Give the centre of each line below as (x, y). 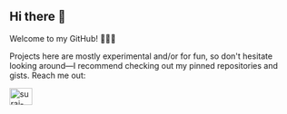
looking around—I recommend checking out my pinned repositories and (144, 65)
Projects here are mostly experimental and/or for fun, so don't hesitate (141, 56)
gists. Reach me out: (48, 75)
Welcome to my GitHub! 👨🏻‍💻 (63, 38)
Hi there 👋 (38, 17)
